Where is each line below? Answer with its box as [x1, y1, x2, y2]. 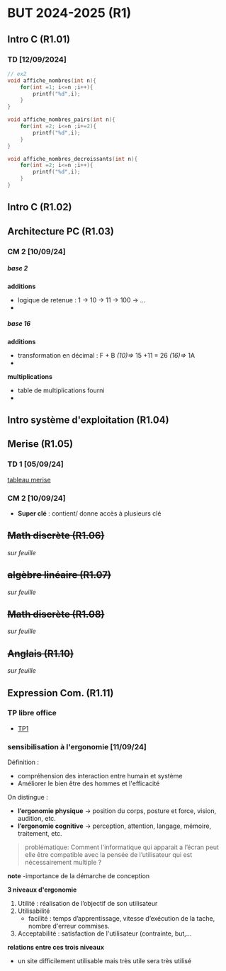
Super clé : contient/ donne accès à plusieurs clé [17, 509, 162, 518]
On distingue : [7, 793, 48, 802]
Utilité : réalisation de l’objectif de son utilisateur [17, 899, 158, 908]
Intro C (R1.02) [7, 201, 72, 213]
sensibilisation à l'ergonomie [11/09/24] [7, 742, 147, 751]
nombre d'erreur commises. [28, 922, 110, 931]
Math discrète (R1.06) [7, 530, 105, 542]
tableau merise [7, 475, 51, 484]
